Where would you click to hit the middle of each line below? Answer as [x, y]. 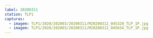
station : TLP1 [19, 14]
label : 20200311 [21, 10]
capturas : [15, 19]
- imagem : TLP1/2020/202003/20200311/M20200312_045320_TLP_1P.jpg [79, 23]
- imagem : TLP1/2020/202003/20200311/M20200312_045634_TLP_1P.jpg [79, 28]
